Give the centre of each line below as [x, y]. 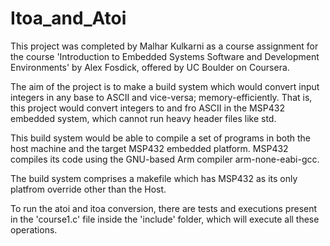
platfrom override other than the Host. [88, 189]
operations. [34, 229]
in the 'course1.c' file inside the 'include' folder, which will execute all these [165, 219]
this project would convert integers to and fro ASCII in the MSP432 [147, 108]
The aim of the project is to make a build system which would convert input [165, 86]
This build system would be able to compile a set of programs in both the [160, 138]
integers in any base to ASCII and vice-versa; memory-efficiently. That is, [161, 97]
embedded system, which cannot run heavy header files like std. [143, 118]
